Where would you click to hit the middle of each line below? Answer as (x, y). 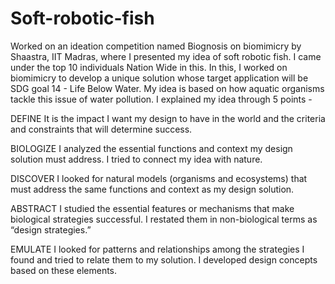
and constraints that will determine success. (101, 129)
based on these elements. (64, 270)
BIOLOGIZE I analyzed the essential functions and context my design (151, 148)
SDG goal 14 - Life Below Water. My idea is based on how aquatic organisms (167, 88)
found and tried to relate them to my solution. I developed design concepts (164, 259)
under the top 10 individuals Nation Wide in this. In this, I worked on (149, 67)
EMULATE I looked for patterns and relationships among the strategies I (157, 249)
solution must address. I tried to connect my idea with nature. (136, 159)
